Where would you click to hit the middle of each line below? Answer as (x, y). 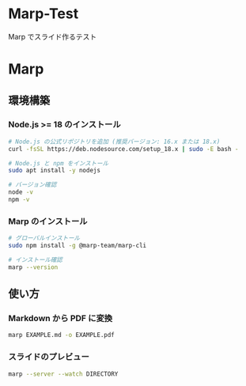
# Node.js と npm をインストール (59, 163)
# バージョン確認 (32, 185)
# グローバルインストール (44, 238)
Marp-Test (44, 14)
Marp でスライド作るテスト (53, 36)
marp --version (33, 267)
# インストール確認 (36, 259)
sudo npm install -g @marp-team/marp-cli (78, 246)
